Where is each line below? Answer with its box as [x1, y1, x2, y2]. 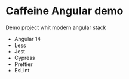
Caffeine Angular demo [5, 4, 124, 18]
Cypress [14, 54, 35, 61]
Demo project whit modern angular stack [5, 24, 106, 31]
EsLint [14, 67, 30, 74]
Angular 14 [14, 35, 41, 42]
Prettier [14, 61, 33, 68]
